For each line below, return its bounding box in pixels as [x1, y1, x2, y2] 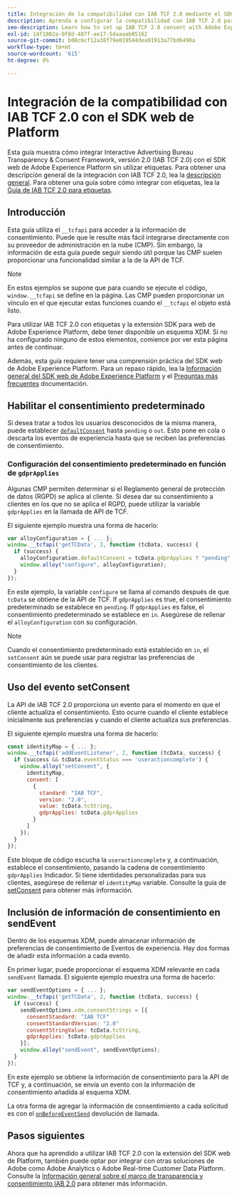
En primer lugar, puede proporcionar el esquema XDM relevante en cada [7, 965, 221, 974]
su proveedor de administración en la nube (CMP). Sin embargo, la [7, 240, 203, 249]
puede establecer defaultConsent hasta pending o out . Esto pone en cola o [7, 426, 225, 435]
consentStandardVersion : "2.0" [26, 1019, 119, 1027]
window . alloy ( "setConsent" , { [20, 763, 110, 771]
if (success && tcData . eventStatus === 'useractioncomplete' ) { [14, 756, 208, 763]
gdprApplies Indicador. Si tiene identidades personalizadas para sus [7, 870, 206, 879]
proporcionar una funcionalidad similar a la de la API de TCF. [7, 255, 185, 264]
